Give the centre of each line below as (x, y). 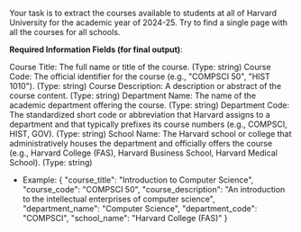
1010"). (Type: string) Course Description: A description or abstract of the (146, 86)
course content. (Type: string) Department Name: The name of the (133, 95)
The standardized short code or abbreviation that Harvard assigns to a (140, 115)
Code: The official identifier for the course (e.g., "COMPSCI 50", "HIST (140, 76)
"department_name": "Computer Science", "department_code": (140, 209)
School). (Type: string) (51, 162)
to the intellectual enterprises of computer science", (119, 199)
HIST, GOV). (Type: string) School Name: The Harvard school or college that (150, 134)
